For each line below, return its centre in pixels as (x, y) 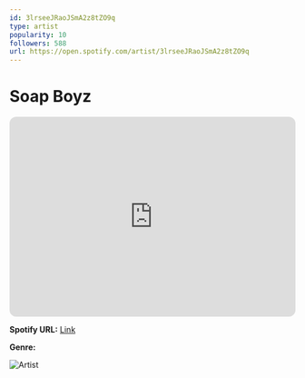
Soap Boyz (51, 97)
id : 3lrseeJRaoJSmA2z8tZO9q (63, 18)
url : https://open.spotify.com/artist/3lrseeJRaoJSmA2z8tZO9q (129, 52)
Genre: (23, 347)
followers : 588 (38, 43)
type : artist (34, 26)
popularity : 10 (38, 35)
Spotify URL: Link (43, 330)
